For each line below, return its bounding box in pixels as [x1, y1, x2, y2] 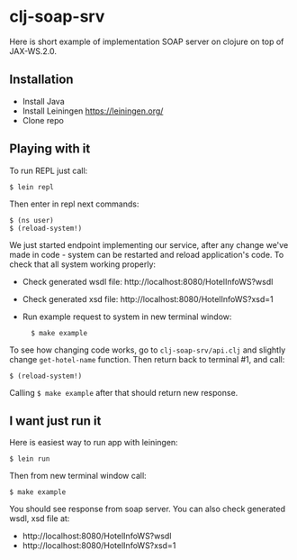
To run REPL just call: [9, 165, 88, 176]
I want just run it [9, 413, 102, 428]
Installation [9, 72, 74, 87]
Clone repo [22, 115, 65, 125]
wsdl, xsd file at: [9, 513, 70, 524]
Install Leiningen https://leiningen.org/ [22, 106, 164, 116]
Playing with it [9, 142, 91, 157]
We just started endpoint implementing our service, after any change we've [9, 239, 289, 250]
